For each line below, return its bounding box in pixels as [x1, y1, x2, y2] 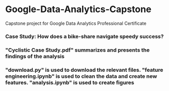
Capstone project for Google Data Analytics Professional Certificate [5, 20, 147, 26]
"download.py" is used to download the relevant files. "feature [5, 66, 163, 73]
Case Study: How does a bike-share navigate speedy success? [5, 33, 164, 40]
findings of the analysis [5, 53, 65, 60]
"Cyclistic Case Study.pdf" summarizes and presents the [5, 47, 150, 54]
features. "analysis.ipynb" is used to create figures [5, 79, 134, 86]
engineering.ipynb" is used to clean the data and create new [5, 72, 157, 79]
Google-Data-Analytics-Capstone [5, 4, 152, 15]
